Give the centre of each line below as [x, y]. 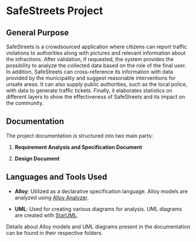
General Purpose [38, 33]
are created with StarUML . [46, 215]
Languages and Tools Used [57, 177]
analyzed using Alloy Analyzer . [52, 197]
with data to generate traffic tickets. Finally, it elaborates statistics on [89, 90]
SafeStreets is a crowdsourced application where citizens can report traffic [97, 47]
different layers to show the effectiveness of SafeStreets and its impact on [96, 97]
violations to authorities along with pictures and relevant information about [96, 53]
